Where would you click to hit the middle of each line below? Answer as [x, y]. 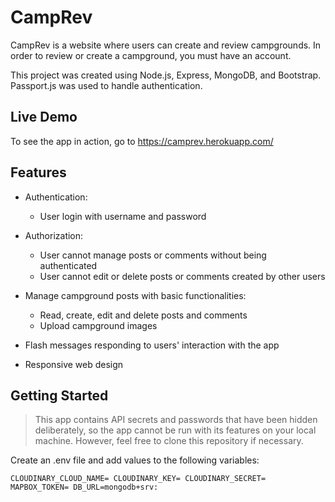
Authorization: [54, 235]
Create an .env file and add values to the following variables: [135, 460]
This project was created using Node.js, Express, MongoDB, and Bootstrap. [166, 75]
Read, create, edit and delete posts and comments [143, 315]
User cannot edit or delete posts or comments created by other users [182, 276]
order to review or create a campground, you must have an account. [151, 55]
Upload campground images [98, 325]
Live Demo [44, 117]
